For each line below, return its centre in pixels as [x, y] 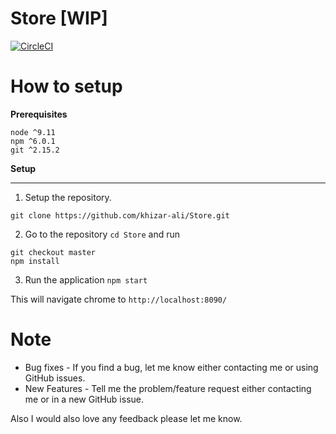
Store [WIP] [59, 18]
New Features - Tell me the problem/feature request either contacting [168, 388]
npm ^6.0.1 [33, 141]
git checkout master [53, 252]
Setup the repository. [68, 197]
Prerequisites [39, 114]
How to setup [66, 86]
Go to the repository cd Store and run [102, 234]
